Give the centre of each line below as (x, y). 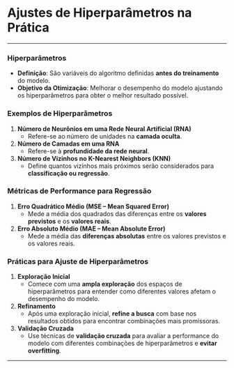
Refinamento (36, 306)
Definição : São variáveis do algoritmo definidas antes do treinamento (118, 73)
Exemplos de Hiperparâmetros (60, 114)
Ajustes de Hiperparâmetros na (100, 13)
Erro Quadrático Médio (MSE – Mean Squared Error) (93, 206)
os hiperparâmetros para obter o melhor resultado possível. (103, 95)
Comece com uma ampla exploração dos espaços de (105, 284)
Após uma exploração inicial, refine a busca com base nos (112, 314)
